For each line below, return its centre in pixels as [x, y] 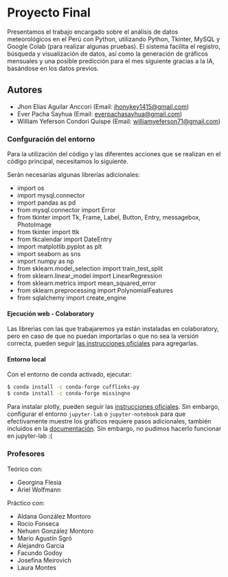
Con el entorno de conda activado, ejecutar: [69, 375]
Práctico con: [26, 503]
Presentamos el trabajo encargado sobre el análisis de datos [93, 32]
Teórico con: [25, 469]
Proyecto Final [49, 13]
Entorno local [26, 359]
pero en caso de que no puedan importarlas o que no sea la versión [103, 336]
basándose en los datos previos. [53, 68]
